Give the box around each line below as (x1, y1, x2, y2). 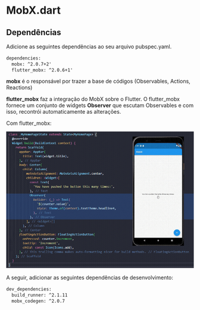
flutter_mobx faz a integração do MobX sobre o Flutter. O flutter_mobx (6, 96, 180, 102)
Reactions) (6, 84, 33, 91)
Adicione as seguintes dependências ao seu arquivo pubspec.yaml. (6, 43, 172, 50)
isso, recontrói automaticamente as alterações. (6, 108, 121, 115)
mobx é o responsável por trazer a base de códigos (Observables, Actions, (6, 78, 190, 84)
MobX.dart (6, 4, 61, 17)
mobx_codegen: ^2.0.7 (11, 298, 65, 304)
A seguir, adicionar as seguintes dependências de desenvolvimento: (6, 274, 174, 281)
